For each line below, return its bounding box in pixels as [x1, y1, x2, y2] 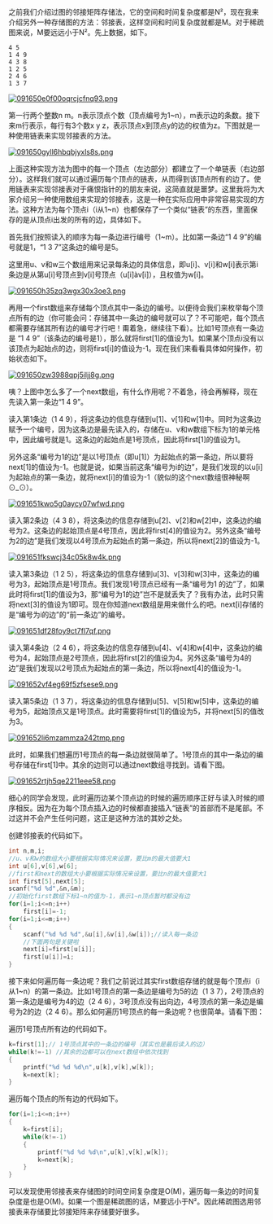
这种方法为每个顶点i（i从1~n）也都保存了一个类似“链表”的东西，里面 [22, 204, 251, 214]
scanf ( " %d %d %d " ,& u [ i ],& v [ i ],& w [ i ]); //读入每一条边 [23, 930, 198, 938]
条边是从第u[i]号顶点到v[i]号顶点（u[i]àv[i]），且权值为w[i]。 [8, 270, 209, 279]
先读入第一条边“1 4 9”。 [8, 397, 88, 406]
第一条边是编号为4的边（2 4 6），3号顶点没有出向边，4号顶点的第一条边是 [8, 997, 257, 1006]
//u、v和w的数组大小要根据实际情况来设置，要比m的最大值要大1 [8, 854, 192, 862]
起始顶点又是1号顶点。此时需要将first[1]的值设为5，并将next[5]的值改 [33, 707, 265, 716]
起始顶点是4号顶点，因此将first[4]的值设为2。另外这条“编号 [62, 526, 262, 535]
